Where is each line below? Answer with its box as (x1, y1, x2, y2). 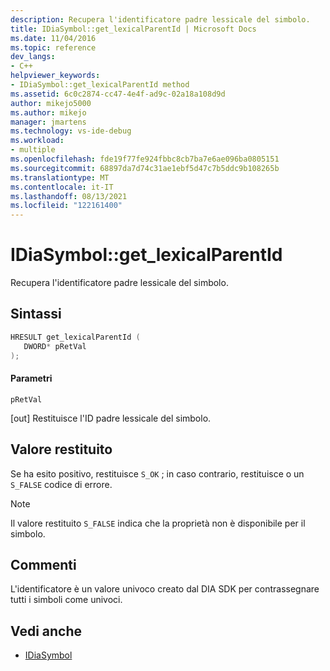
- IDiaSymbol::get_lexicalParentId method (10, 80, 190, 90)
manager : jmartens (10, 117, 87, 127)
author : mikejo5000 (10, 98, 92, 108)
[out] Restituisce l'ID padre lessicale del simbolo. (10, 412, 212, 424)
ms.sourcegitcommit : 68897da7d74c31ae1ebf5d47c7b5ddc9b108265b (10, 163, 280, 173)
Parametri (10, 372, 53, 385)
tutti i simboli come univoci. (10, 594, 123, 606)
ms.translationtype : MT (10, 172, 110, 183)
